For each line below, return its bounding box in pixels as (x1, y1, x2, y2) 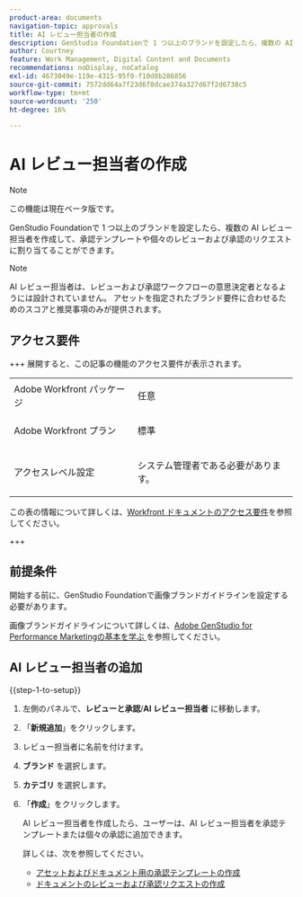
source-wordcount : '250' (9, 96, 102, 106)
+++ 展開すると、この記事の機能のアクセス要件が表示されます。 (9, 359, 247, 369)
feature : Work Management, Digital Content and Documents (9, 55, 231, 64)
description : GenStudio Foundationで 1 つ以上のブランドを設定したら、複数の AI (9, 38, 294, 48)
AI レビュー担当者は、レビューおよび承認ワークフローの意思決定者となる (9, 281, 279, 292)
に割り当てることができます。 (9, 244, 120, 256)
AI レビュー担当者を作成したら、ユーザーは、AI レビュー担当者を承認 (22, 817, 279, 828)
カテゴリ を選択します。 (22, 779, 111, 790)
